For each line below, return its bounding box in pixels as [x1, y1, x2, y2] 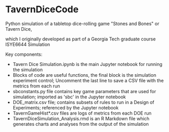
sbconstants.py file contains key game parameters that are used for [12, 88, 157, 94]
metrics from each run [12, 83, 60, 89]
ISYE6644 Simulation [5, 41, 50, 47]
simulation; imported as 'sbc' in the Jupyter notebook [12, 94, 126, 100]
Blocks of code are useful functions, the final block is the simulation [12, 72, 157, 78]
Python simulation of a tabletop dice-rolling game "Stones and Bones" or [5, 20, 159, 27]
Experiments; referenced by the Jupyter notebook [12, 104, 119, 111]
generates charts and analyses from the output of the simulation [12, 121, 149, 127]
